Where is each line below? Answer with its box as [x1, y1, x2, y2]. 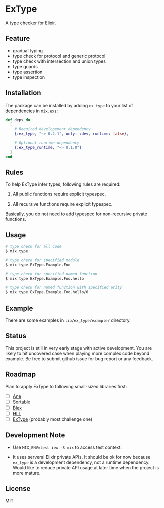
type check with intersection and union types [12, 58, 106, 64]
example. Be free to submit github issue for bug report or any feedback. [5, 355, 154, 362]
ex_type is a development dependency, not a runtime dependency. [12, 459, 150, 465]
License [5, 484, 31, 493]
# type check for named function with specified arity [5, 285, 122, 290]
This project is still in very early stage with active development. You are [5, 345, 152, 351]
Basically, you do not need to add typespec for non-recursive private [5, 211, 148, 217]
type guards [12, 63, 38, 69]
